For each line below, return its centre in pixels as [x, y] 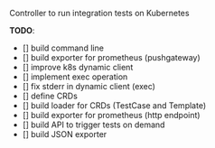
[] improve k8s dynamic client [78, 67]
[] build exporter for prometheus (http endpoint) [111, 115]
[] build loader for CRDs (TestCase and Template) [114, 106]
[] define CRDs [50, 96]
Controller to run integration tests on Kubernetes [99, 13]
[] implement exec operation [75, 77]
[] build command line [63, 48]
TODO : [22, 30]
